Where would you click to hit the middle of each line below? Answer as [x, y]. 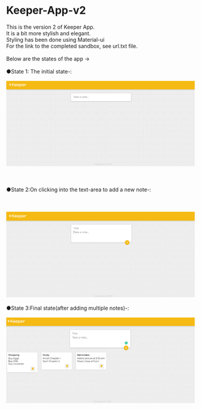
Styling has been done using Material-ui [55, 39]
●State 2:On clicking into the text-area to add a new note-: [79, 190]
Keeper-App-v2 [46, 10]
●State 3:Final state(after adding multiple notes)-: [68, 308]
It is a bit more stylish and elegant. [48, 33]
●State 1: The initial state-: [39, 71]
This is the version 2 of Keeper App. [51, 27]
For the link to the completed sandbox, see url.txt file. [72, 46]
